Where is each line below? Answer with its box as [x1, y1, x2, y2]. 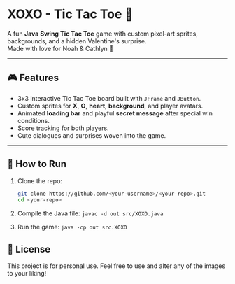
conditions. [17, 116, 50, 125]
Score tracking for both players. [17, 124, 110, 132]
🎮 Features [7, 72, 59, 84]
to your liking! [7, 269, 47, 278]
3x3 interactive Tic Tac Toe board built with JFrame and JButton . [17, 94, 201, 102]
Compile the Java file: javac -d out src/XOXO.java [17, 209, 164, 218]
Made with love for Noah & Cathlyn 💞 [7, 44, 114, 52]
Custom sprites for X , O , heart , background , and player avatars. [17, 101, 204, 110]
